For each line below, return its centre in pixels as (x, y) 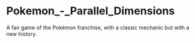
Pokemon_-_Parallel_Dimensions (91, 11)
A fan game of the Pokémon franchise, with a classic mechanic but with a (98, 27)
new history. (22, 33)
